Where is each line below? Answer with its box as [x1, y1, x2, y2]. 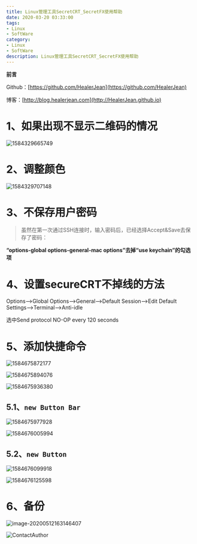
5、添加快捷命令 [6, 339, 87, 353]
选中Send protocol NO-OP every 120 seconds [6, 316, 119, 324]
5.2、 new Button [6, 449, 67, 459]
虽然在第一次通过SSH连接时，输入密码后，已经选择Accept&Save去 [20, 226, 186, 234]
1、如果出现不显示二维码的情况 [6, 119, 158, 133]
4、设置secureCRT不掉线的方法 [6, 277, 165, 291]
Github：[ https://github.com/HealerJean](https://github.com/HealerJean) [6, 83, 187, 91]
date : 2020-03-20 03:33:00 [6, 14, 74, 20]
